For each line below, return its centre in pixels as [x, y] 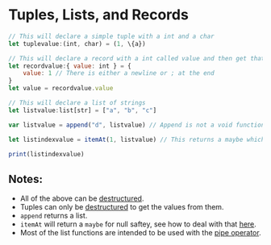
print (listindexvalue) [46, 154]
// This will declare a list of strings [77, 103]
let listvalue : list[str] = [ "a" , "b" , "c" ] [83, 110]
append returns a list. [54, 216]
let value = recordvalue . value [61, 89]
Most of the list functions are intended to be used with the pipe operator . [140, 233]
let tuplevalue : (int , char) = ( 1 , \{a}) [77, 44]
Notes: [25, 179]
